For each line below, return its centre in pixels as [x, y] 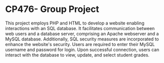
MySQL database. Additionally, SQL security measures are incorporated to [82, 39]
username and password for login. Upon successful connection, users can [82, 49]
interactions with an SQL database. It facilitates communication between [80, 28]
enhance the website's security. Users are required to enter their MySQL [80, 44]
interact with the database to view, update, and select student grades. [77, 55]
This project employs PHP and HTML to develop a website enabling [75, 23]
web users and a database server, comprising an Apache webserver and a [82, 33]
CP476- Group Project [52, 9]
